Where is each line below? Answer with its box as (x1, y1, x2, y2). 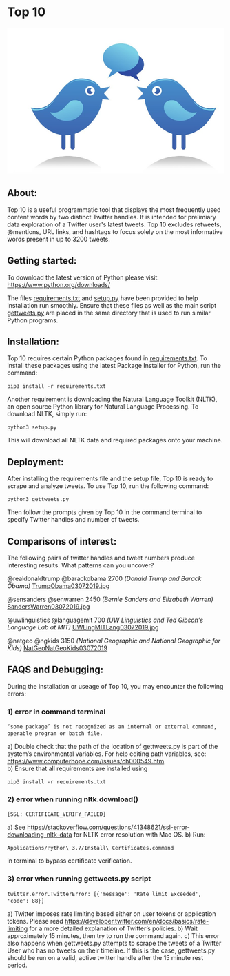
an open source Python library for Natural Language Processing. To (7, 402, 199, 411)
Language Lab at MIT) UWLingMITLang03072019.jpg (7, 623, 159, 632)
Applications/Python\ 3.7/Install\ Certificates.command (7, 845, 174, 852)
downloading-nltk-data (7, 830, 72, 839)
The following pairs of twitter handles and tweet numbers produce (7, 554, 195, 562)
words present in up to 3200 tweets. (7, 235, 110, 243)
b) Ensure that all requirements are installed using (7, 764, 148, 773)
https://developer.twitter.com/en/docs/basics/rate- (64, 917, 209, 925)
